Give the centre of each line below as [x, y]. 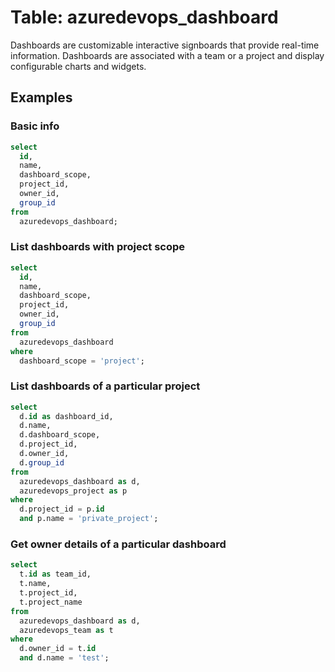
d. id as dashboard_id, [66, 416]
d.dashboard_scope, [60, 435]
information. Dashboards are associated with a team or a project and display [167, 55]
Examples [41, 97]
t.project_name [51, 602]
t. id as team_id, [55, 574]
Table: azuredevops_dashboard [144, 17]
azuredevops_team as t [66, 630]
